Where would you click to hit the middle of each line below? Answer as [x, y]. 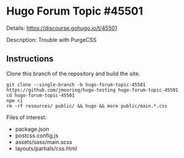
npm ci [15, 101]
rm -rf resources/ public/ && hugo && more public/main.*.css [87, 106]
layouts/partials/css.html [46, 148]
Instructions [30, 59]
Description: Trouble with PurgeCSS [51, 39]
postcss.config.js [37, 136]
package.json [32, 129]
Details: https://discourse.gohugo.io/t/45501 [62, 28]
